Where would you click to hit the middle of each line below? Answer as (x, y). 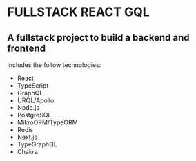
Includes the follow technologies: (54, 65)
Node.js (28, 107)
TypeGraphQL (37, 144)
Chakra (27, 152)
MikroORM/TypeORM (47, 122)
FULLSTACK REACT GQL (78, 12)
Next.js (27, 137)
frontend (27, 48)
